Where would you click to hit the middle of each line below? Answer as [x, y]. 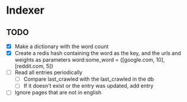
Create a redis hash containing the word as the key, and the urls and [98, 53]
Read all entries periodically [49, 72]
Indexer [25, 10]
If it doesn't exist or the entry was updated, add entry [88, 86]
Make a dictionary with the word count [62, 46]
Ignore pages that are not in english [58, 93]
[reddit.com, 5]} [34, 66]
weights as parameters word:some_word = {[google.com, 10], [90, 60]
